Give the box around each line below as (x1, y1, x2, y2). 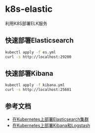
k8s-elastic (5, 3, 53, 15)
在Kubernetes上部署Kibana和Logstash (12, 122, 90, 128)
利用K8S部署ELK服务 (5, 20, 48, 26)
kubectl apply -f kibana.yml (5, 83, 65, 88)
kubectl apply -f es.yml (5, 49, 56, 55)
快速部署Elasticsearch (5, 36, 74, 45)
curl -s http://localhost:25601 (5, 88, 71, 92)
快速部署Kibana (5, 69, 53, 78)
